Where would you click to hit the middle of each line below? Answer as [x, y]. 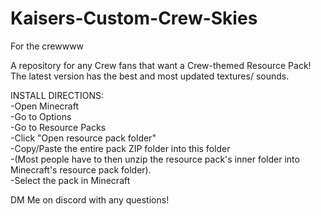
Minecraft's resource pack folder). [81, 169]
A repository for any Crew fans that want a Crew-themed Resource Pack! [161, 65]
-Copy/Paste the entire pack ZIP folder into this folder [120, 148]
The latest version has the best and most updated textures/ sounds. [150, 76]
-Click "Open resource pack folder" [83, 138]
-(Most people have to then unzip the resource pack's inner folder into [155, 159]
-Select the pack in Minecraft [70, 180]
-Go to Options [41, 116]
